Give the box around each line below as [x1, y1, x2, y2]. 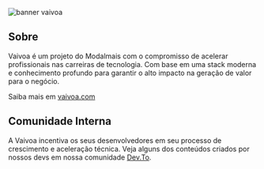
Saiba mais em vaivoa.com [8, 92, 96, 101]
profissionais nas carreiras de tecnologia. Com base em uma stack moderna [8, 59, 257, 69]
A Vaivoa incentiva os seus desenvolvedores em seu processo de [8, 135, 222, 145]
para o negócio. [8, 76, 60, 86]
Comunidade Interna [8, 115, 112, 128]
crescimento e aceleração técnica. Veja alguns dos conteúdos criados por [8, 144, 251, 153]
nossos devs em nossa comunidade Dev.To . [8, 152, 152, 162]
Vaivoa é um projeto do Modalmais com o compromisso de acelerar [8, 51, 228, 61]
